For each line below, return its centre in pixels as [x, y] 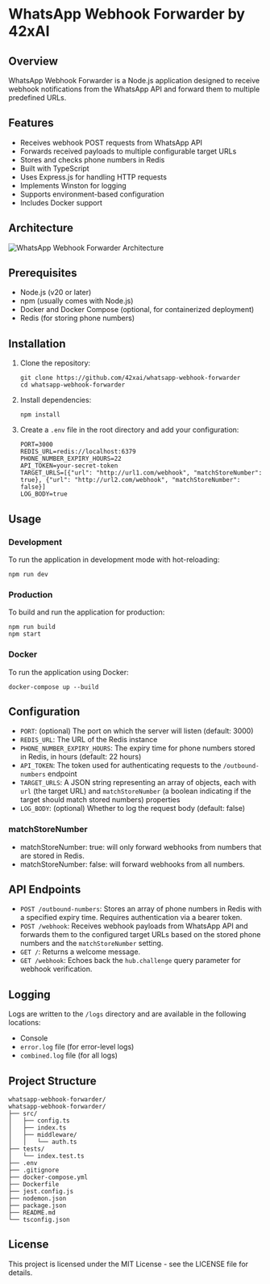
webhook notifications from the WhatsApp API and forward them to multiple [134, 89]
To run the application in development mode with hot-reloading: [114, 560]
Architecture [41, 228]
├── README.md [32, 1213]
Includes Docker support [61, 202]
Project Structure [52, 1081]
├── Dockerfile [34, 1185]
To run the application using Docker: [69, 672]
